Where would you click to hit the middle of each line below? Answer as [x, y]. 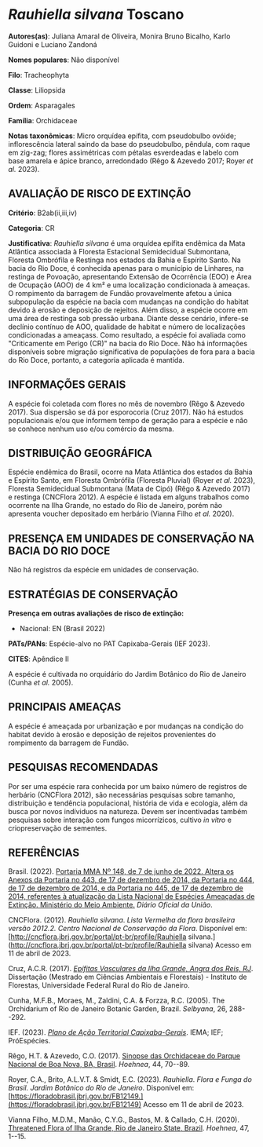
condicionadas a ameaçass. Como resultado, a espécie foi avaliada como [127, 334]
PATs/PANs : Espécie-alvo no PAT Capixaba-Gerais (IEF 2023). [109, 644]
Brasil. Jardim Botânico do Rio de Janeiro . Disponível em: [101, 1088]
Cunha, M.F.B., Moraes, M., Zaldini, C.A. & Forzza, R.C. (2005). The [117, 1001]
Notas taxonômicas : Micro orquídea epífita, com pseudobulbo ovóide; [122, 136]
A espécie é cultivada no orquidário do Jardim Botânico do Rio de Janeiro [127, 674]
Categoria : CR [31, 228]
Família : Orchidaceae [43, 120]
